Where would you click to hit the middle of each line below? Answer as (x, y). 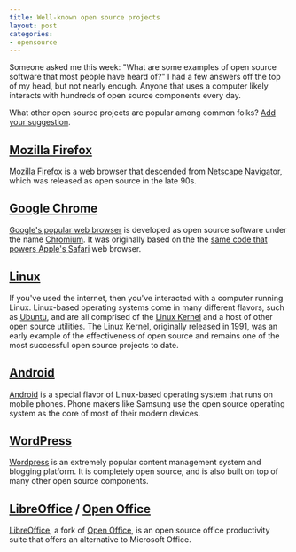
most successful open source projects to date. (94, 345)
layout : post (33, 26)
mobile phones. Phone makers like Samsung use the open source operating (147, 403)
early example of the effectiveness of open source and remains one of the (144, 335)
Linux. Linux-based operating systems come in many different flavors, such (147, 307)
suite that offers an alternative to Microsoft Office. (101, 540)
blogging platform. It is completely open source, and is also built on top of (144, 471)
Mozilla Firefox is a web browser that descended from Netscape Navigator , (146, 171)
